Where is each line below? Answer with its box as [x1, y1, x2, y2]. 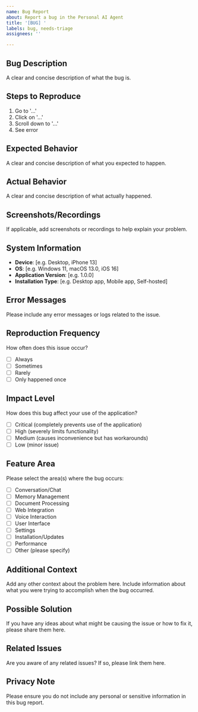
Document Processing [14, 500, 70, 507]
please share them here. [6, 626, 66, 633]
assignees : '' [6, 31, 42, 37]
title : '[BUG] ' [6, 20, 46, 26]
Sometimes [14, 362, 43, 369]
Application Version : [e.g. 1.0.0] [14, 272, 94, 278]
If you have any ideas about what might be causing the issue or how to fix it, [6, 620, 193, 627]
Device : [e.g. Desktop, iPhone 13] [14, 259, 97, 266]
